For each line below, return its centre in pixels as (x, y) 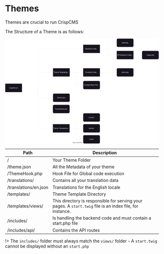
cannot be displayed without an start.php (47, 246)
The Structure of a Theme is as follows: (45, 31)
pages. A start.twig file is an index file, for (95, 206)
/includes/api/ (21, 230)
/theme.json (19, 167)
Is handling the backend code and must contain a (102, 218)
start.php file (65, 223)
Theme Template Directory (79, 194)
